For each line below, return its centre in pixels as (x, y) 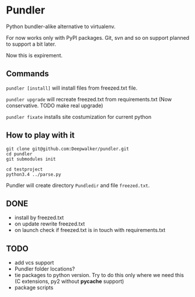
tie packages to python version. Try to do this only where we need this (99, 275)
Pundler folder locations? (45, 269)
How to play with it (40, 135)
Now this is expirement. (34, 55)
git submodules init (31, 159)
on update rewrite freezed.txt (50, 224)
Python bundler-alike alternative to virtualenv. (61, 26)
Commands (28, 74)
